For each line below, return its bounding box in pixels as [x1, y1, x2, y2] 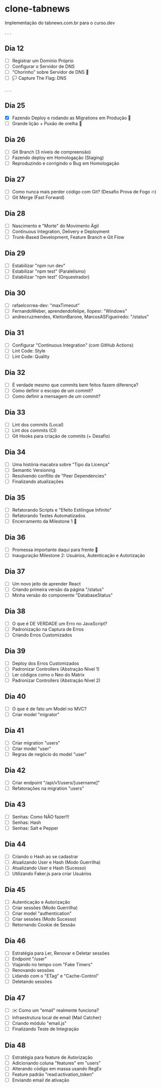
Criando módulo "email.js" [12, 1020, 67, 1026]
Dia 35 [5, 493, 26, 502]
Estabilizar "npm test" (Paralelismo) [12, 268, 86, 274]
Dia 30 [5, 289, 26, 298]
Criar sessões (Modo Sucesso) [12, 916, 77, 922]
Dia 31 [5, 329, 24, 337]
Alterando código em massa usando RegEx [12, 1066, 102, 1072]
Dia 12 [5, 44, 24, 53]
